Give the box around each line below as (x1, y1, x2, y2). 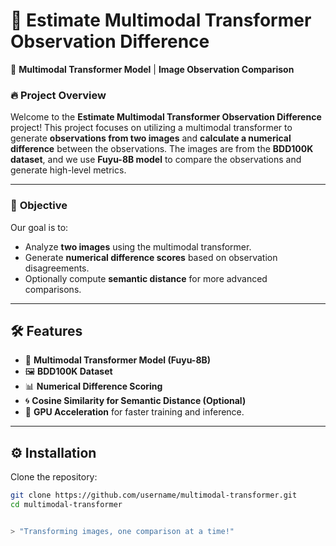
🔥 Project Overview (10, 88, 107, 102)
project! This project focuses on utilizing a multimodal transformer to (10, 122, 293, 134)
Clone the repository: (10, 471, 98, 483)
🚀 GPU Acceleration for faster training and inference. (24, 406, 245, 418)
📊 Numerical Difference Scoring (24, 380, 163, 393)
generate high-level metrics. (10, 164, 127, 176)
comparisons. (24, 283, 82, 295)
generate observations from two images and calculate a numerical (10, 132, 292, 144)
